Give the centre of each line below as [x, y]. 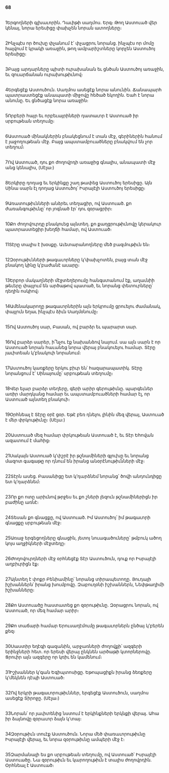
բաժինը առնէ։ [22, 502]
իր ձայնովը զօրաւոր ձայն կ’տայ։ [43, 719]
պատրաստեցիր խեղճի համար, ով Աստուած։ [59, 229]
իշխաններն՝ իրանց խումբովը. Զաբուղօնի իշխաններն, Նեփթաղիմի [85, 584]
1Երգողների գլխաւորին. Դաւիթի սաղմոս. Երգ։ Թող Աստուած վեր [81, 23]
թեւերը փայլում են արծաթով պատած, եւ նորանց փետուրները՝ [79, 285]
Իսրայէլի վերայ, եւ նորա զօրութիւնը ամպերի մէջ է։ [65, 739]
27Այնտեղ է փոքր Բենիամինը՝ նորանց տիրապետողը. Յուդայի [78, 579]
